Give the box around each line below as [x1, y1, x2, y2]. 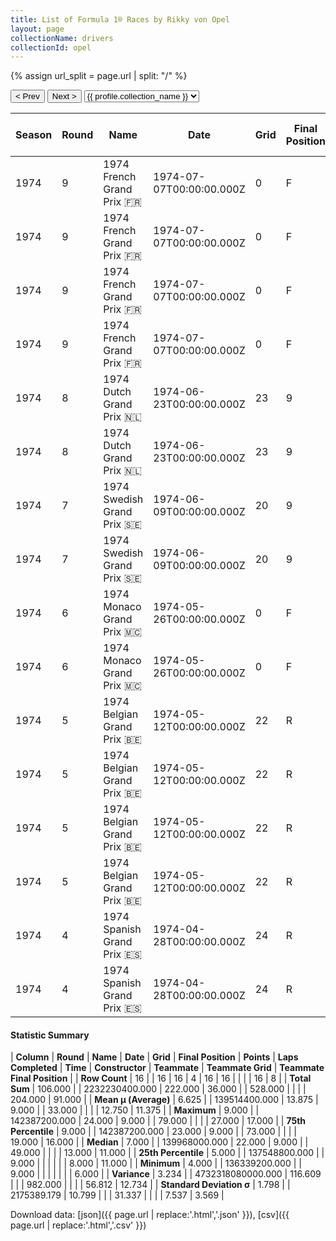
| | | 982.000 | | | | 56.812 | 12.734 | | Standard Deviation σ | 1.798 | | [10, 1179, 291, 1191]
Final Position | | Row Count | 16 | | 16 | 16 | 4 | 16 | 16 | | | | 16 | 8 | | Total [10, 1072, 312, 1085]
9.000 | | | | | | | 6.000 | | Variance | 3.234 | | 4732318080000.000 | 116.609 [10, 1168, 322, 1180]
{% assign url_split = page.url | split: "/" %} [10, 70, 188, 82]
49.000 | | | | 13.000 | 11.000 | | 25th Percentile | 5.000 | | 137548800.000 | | [10, 1147, 325, 1159]
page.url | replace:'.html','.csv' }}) [10, 1219, 147, 1231]
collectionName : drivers [10, 33, 114, 43]
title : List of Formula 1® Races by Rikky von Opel [10, 14, 230, 25]
